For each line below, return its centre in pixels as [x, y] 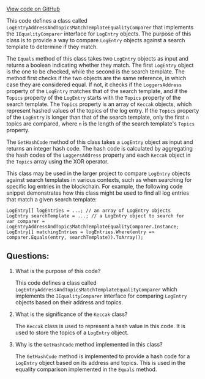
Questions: [28, 256]
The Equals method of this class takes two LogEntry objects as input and [97, 58]
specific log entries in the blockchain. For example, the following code [95, 186]
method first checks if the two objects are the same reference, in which [96, 78]
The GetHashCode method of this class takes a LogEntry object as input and [100, 142]
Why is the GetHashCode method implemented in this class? [89, 344]
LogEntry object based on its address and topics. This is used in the [100, 362]
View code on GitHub [33, 9]
